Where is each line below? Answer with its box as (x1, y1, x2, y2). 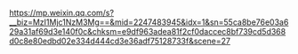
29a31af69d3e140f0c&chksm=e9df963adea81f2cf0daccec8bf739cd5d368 (9, 27, 286, 36)
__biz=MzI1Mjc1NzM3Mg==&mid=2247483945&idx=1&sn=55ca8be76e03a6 (9, 17, 289, 27)
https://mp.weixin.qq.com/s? (9, 8, 114, 18)
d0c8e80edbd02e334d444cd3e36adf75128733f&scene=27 (9, 35, 231, 46)
